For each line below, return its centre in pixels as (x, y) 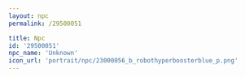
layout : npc (28, 16)
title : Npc (27, 38)
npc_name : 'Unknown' (44, 53)
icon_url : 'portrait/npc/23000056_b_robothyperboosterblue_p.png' (123, 61)
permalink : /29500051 (45, 24)
